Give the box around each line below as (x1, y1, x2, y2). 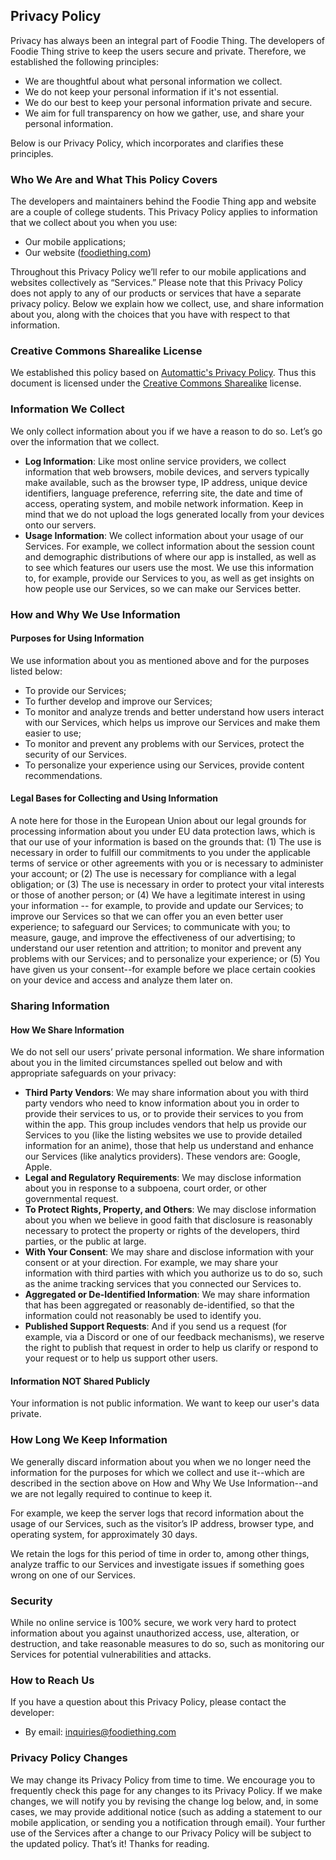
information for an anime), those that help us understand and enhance (24, 1140, 314, 1152)
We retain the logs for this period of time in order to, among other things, (10, 1547, 310, 1559)
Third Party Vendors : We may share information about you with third (24, 1087, 309, 1099)
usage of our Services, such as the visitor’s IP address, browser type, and (10, 1517, 315, 1529)
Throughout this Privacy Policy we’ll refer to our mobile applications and (10, 266, 307, 278)
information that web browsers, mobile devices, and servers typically (24, 465, 310, 478)
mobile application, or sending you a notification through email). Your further (10, 1816, 326, 1828)
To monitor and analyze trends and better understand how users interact (24, 705, 325, 718)
